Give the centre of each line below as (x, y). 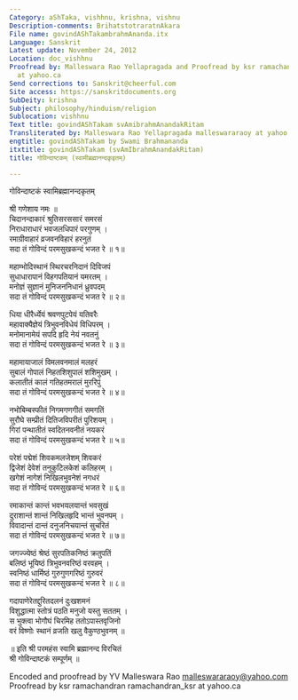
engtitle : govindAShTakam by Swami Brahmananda (99, 141)
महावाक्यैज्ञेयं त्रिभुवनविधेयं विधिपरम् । (60, 324)
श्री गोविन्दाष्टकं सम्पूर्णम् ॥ (44, 658)
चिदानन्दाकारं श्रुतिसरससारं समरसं (56, 219)
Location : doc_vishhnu (51, 59)
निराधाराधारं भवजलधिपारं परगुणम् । (59, 228)
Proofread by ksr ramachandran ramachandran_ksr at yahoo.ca (125, 686)
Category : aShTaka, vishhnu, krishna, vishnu (94, 17)
